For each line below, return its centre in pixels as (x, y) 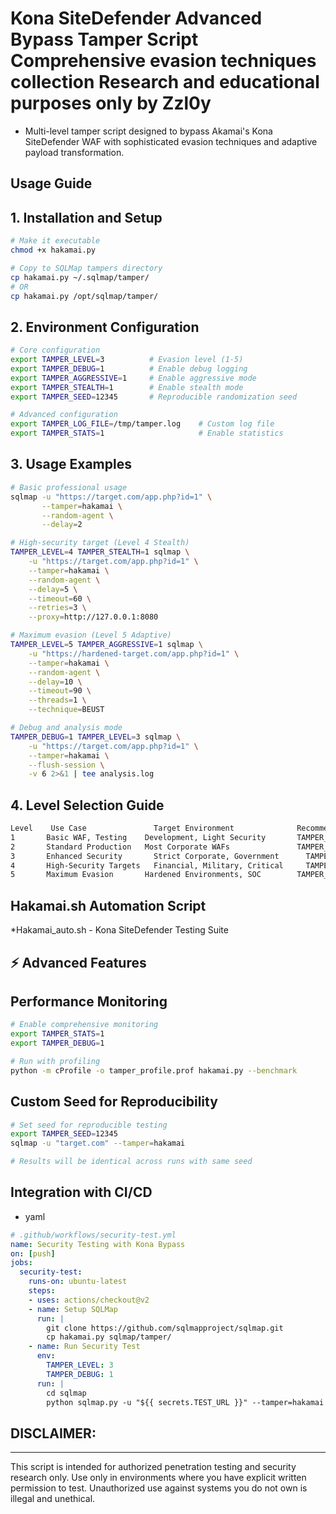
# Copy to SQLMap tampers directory (86, 268)
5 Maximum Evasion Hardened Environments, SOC (136, 875)
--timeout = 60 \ (60, 598)
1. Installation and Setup (86, 217)
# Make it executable (55, 241)
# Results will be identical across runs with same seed (131, 1162)
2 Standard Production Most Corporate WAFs (120, 847)
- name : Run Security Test (84, 1347)
